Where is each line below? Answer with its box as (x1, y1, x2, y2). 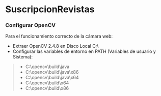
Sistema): (12, 54, 33, 60)
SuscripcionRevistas (5, 4, 95, 15)
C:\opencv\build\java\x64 (25, 75, 79, 81)
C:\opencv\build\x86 (25, 85, 69, 91)
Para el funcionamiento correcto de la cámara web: (5, 33, 113, 39)
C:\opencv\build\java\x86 (25, 69, 79, 75)
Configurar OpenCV (5, 22, 56, 29)
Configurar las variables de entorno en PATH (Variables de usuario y (12, 48, 156, 54)
